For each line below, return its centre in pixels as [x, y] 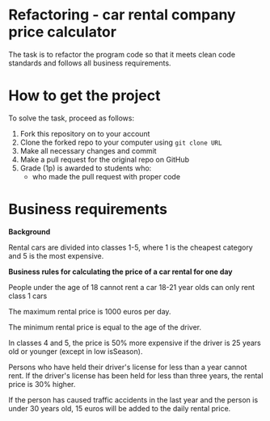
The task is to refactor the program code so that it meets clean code [122, 54]
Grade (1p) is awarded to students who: [86, 168]
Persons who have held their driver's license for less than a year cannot [128, 367]
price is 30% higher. [42, 384]
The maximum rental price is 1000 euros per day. [90, 311]
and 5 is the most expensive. [56, 255]
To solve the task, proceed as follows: [72, 118]
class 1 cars [28, 296]
